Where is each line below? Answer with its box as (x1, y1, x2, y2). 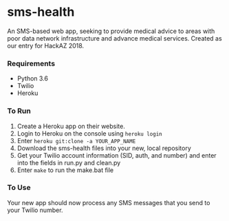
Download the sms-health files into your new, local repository (17, 144, 191, 152)
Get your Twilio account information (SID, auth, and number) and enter (17, 151, 217, 159)
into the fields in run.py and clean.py (17, 158, 121, 167)
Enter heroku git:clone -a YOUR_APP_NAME (17, 136, 136, 145)
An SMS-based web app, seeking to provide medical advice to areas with (7, 27, 215, 35)
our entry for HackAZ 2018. (7, 41, 85, 50)
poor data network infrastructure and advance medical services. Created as (7, 34, 222, 42)
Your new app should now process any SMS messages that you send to (7, 198, 210, 207)
